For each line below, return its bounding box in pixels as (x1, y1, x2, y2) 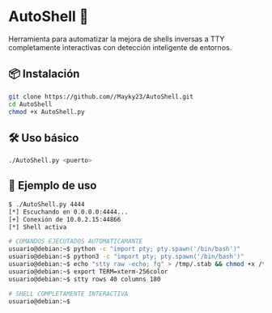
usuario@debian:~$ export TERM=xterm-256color (8, 267, 168, 276)
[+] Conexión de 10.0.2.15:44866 (8, 215, 121, 223)
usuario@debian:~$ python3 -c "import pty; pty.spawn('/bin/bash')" (8, 252, 244, 261)
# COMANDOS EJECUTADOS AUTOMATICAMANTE (8, 238, 143, 246)
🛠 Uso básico (8, 131, 79, 145)
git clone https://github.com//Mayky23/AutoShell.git (8, 92, 194, 100)
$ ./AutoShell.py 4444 (8, 200, 85, 209)
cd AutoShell (8, 100, 53, 108)
